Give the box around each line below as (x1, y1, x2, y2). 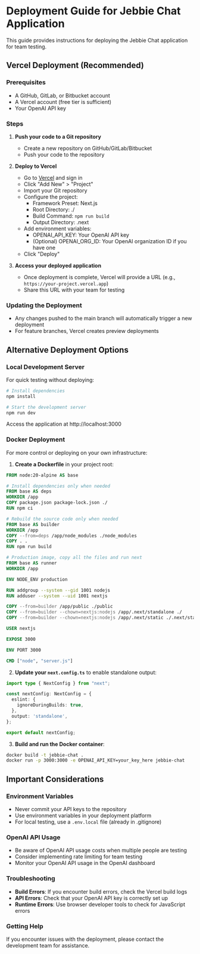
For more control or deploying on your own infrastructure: (6, 449, 148, 456)
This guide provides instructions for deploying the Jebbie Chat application (6, 36, 188, 44)
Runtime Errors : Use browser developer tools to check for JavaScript (14, 901, 186, 908)
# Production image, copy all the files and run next (6, 555, 143, 561)
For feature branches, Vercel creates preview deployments (14, 328, 159, 335)
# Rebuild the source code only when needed (6, 516, 118, 522)
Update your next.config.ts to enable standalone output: (14, 668, 157, 676)
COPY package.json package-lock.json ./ (6, 500, 108, 506)
